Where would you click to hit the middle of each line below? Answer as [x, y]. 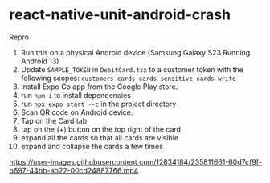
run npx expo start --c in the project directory [98, 104]
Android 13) [40, 61]
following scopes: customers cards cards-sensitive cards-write [128, 78]
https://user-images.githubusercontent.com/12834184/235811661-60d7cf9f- [135, 161]
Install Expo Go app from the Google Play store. [99, 87]
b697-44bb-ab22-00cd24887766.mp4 [74, 170]
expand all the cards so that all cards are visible [100, 137]
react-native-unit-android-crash [120, 15]
